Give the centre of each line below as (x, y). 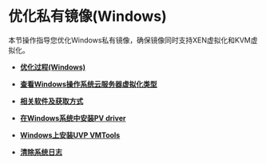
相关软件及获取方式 (52, 101)
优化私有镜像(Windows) (88, 16)
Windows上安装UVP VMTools (70, 135)
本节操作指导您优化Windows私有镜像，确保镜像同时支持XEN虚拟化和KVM (130, 40)
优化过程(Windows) (53, 67)
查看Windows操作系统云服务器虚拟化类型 (88, 84)
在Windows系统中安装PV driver (73, 118)
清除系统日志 (41, 152)
